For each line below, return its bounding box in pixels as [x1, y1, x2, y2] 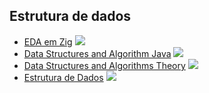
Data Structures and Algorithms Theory [23, 59, 186, 71]
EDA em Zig [23, 35, 73, 48]
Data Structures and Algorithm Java [23, 47, 172, 59]
